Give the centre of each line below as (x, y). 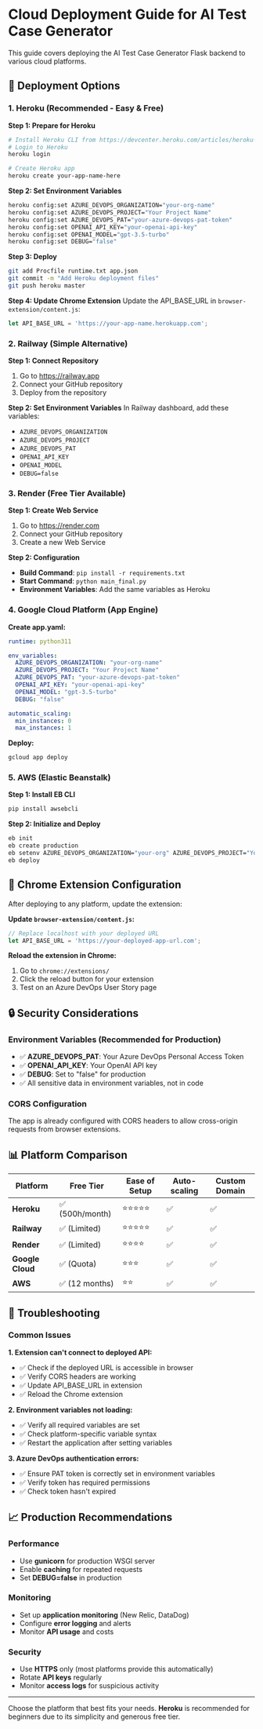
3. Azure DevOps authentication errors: (74, 1458)
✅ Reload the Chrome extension (71, 1394)
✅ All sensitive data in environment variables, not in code (111, 1083)
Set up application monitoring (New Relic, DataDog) (104, 1614)
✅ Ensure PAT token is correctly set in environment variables (117, 1473)
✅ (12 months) (86, 1283)
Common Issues (40, 1335)
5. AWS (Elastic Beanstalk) (59, 777)
